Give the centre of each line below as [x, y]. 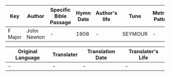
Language [28, 58]
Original [28, 51]
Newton [36, 37]
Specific [60, 10]
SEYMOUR [135, 34]
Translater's [143, 51]
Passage [60, 22]
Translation [101, 51]
